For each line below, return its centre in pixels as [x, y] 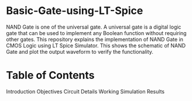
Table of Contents [50, 76]
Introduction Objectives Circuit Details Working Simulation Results [85, 91]
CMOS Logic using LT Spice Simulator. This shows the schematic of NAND [96, 46]
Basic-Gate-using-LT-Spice [75, 11]
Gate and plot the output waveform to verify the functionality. [80, 51]
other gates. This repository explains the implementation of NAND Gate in [95, 39]
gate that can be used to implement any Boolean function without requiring [96, 33]
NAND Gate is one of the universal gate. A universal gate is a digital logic [94, 27]
